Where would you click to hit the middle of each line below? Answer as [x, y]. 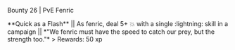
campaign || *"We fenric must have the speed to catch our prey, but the [111, 32]
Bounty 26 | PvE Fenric [40, 10]
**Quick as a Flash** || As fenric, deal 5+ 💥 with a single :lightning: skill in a [118, 24]
